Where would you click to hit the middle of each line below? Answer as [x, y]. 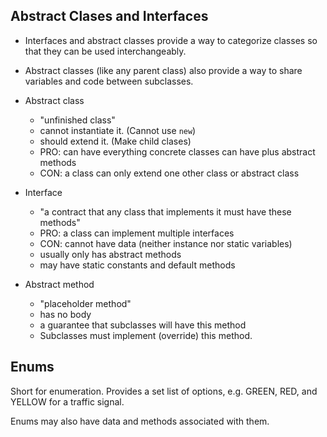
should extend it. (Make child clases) [115, 141]
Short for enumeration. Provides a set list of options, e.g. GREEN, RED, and [164, 391]
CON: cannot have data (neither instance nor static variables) [166, 243]
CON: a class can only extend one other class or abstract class [169, 173]
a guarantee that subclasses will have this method [143, 325]
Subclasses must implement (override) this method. [146, 335]
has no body [65, 314]
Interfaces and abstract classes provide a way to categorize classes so [171, 40]
